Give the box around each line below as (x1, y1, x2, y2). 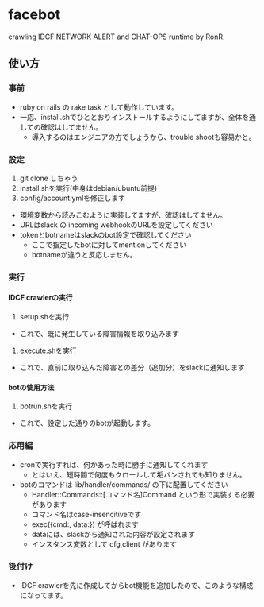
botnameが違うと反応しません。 (31, 249, 137, 259)
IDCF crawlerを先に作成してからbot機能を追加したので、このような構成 (19, 580, 254, 590)
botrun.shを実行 (19, 401, 73, 411)
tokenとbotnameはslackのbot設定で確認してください (19, 230, 192, 239)
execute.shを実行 (19, 346, 77, 355)
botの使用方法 (8, 382, 55, 392)
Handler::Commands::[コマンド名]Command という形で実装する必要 (31, 489, 255, 499)
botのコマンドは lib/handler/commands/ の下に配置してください (19, 479, 228, 489)
